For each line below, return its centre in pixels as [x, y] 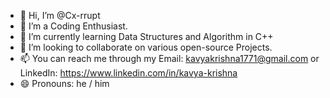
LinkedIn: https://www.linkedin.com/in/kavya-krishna [128, 73]
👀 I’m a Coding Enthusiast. [73, 26]
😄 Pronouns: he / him [64, 83]
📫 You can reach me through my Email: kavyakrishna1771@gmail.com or [169, 58]
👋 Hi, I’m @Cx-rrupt [60, 15]
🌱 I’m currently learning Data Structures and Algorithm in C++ [146, 36]
